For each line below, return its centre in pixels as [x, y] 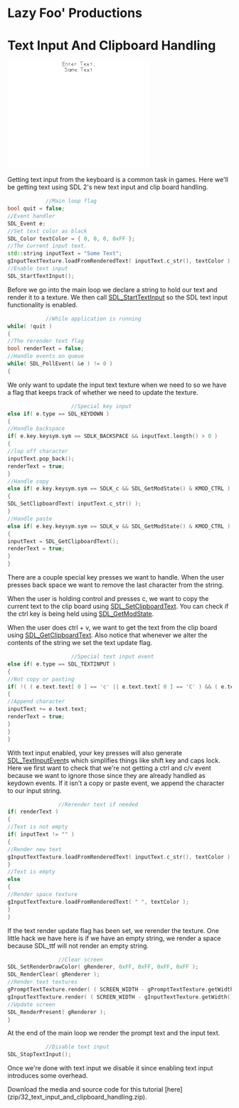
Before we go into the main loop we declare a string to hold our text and [113, 289]
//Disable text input [78, 1047]
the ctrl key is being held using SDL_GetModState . [81, 614]
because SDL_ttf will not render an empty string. [78, 945]
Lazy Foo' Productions [75, 13]
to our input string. [34, 790]
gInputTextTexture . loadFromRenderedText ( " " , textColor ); [99, 902]
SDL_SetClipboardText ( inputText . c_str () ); [74, 504]
